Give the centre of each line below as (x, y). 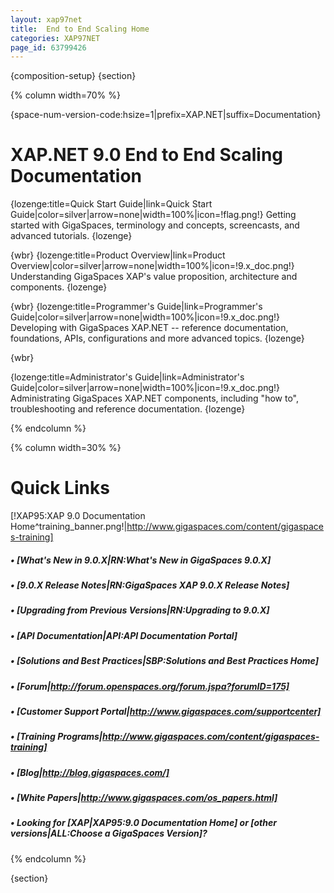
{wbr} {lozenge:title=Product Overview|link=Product (118, 255)
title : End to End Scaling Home (80, 29)
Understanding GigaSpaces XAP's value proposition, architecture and (154, 277)
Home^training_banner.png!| (69, 527)
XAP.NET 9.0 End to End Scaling (147, 155)
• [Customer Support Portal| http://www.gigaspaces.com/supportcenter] (166, 711)
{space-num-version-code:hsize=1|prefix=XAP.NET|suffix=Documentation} (166, 115)
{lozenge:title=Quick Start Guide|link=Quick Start (111, 204)
